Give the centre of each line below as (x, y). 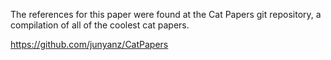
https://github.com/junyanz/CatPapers (89, 44)
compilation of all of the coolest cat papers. (100, 25)
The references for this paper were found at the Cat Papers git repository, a (166, 14)
